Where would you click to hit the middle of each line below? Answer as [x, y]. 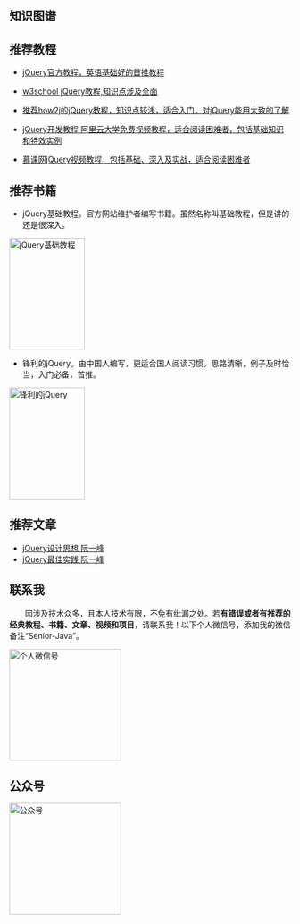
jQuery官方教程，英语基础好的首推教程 [93, 72]
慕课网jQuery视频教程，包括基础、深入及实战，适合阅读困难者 [136, 160]
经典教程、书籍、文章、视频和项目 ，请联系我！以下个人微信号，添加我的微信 [150, 625]
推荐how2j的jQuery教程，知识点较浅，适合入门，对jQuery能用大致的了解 [156, 111]
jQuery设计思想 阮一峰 [63, 548]
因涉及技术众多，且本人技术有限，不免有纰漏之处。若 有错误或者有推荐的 [158, 613]
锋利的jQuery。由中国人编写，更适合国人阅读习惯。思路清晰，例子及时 [152, 364]
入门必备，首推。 [69, 374]
